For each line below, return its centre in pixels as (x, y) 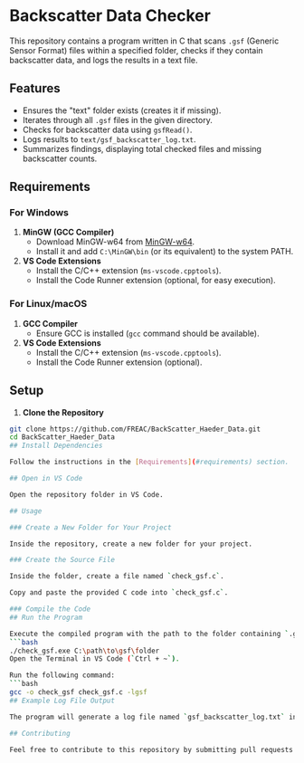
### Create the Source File (62, 560)
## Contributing (40, 733)
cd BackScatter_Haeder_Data (62, 437)
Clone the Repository (63, 412)
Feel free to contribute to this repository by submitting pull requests (152, 749)
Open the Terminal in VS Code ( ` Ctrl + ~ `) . (95, 659)
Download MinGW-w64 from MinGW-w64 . (115, 242)
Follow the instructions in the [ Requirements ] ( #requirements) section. (149, 463)
